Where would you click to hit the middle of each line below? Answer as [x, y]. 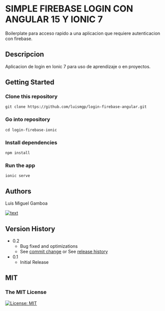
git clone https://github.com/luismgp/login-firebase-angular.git [76, 107]
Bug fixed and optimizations [49, 246]
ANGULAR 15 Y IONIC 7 [54, 19]
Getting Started [30, 83]
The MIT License [26, 292]
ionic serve [18, 176]
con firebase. [19, 39]
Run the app [20, 165]
